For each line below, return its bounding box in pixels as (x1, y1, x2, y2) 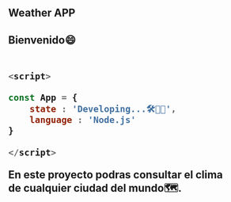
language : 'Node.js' (28, 114, 136, 126)
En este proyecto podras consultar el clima (8, 168, 223, 181)
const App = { (8, 92, 78, 104)
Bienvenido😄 (8, 33, 77, 47)
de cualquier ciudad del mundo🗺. (8, 181, 182, 195)
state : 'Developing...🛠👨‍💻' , (28, 103, 176, 114)
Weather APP (8, 6, 76, 20)
